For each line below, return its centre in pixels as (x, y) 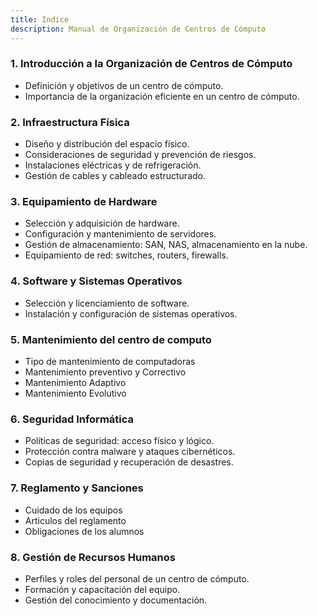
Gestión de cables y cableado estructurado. (115, 176)
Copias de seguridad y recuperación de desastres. (129, 462)
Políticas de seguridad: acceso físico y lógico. (119, 441)
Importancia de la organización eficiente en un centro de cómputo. (162, 96)
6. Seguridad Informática (72, 419)
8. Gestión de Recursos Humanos (93, 557)
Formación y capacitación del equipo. (102, 589)
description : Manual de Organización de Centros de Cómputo (138, 29)
